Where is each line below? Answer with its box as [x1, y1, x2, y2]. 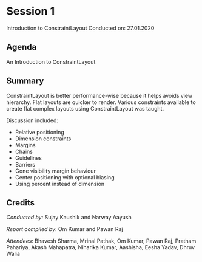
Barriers [15, 160, 35, 168]
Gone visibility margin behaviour [15, 167, 96, 174]
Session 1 [6, 4, 55, 18]
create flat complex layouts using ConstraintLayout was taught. [6, 105, 164, 112]
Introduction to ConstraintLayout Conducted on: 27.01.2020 [6, 24, 155, 32]
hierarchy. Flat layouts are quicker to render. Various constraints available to [6, 98, 196, 106]
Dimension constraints [15, 135, 72, 142]
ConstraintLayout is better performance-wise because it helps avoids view [6, 92, 193, 99]
